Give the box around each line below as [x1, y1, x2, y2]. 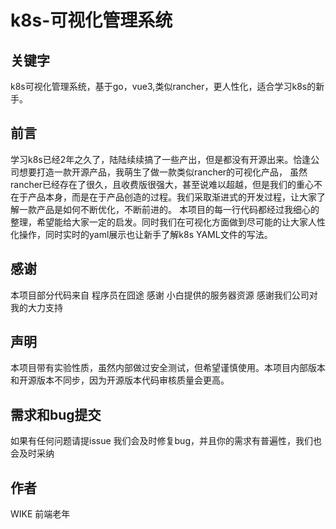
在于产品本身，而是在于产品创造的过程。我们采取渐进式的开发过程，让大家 [10, 191, 317, 203]
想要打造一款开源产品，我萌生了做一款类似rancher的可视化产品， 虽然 [18, 166, 308, 178]
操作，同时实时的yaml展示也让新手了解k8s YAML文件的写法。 [18, 228, 273, 240]
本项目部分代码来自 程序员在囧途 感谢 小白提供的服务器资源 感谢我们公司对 [10, 289, 318, 301]
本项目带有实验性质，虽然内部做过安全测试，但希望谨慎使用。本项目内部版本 [10, 362, 326, 374]
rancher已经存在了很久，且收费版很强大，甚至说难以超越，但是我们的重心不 [10, 178, 323, 190]
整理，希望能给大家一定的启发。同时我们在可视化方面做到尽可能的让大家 [10, 216, 308, 228]
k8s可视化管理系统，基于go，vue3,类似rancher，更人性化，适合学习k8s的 [10, 81, 317, 92]
